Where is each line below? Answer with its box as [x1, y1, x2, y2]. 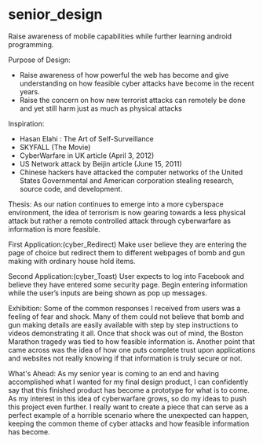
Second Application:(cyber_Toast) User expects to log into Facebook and [8, 271, 245, 280]
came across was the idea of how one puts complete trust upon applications [8, 345, 256, 354]
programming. [8, 39, 54, 49]
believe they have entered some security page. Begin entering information [8, 280, 248, 289]
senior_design [8, 5, 104, 24]
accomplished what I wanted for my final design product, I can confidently [8, 377, 249, 386]
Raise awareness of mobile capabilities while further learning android [8, 31, 232, 41]
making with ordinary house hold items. [8, 256, 136, 265]
